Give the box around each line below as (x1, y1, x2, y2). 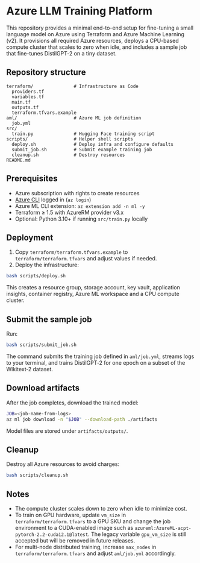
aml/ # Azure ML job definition (6, 115, 142, 121)
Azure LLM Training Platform (6, 4, 152, 18)
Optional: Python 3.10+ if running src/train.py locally (14, 215, 148, 222)
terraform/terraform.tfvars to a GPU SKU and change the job (14, 518, 170, 525)
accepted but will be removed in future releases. (14, 537, 136, 544)
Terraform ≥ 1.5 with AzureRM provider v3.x (14, 209, 124, 216)
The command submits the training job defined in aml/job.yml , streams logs (6, 353, 195, 360)
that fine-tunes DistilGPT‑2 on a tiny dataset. (6, 49, 117, 57)
